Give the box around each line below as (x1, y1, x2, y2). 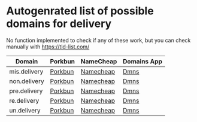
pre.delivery (9, 87, 43, 95)
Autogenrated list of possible (6, 4, 154, 18)
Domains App (122, 57, 163, 65)
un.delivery (9, 106, 41, 114)
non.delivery (9, 77, 44, 85)
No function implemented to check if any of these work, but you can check (6, 36, 191, 44)
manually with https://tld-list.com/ (6, 43, 90, 50)
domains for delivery (6, 17, 112, 30)
